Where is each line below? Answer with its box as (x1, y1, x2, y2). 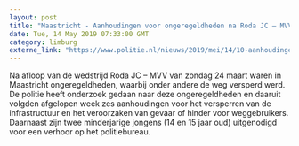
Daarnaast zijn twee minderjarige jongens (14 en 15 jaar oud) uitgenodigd (9, 117, 278, 128)
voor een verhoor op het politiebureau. (9, 127, 151, 137)
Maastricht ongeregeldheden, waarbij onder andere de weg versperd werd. (9, 80, 286, 90)
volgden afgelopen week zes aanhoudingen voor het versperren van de (9, 98, 271, 109)
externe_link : (9, 46, 62, 55)
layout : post (9, 12, 58, 22)
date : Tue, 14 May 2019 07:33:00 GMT (9, 29, 149, 38)
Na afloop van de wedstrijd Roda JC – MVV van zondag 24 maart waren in (9, 70, 282, 81)
